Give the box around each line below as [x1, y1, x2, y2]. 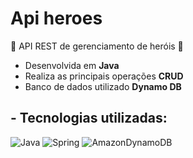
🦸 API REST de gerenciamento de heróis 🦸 [10, 40, 184, 52]
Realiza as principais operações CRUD [24, 70, 184, 82]
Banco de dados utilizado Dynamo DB [24, 80, 182, 92]
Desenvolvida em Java [24, 59, 120, 71]
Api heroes [10, 7, 103, 30]
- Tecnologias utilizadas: [10, 110, 168, 127]
